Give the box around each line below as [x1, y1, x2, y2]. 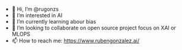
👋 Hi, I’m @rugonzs [11, 6, 59, 12]
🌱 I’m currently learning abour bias [11, 18, 97, 25]
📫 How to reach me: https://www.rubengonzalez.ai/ [11, 37, 140, 44]
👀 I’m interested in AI [11, 12, 63, 19]
